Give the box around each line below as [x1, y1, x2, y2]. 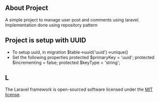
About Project [5, 4, 48, 12]
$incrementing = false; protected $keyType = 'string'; [12, 60, 120, 65]
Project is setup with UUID [5, 36, 87, 44]
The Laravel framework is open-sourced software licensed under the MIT [5, 86, 153, 92]
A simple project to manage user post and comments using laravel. [5, 17, 140, 22]
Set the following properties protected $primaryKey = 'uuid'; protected [12, 54, 155, 60]
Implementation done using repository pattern [5, 22, 98, 28]
